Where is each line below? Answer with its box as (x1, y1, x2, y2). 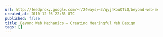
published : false (5, 16, 40, 21)
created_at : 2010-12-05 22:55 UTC (5, 12, 75, 16)
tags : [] (5, 25, 23, 30)
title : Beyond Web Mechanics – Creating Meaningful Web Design (5, 20, 136, 25)
